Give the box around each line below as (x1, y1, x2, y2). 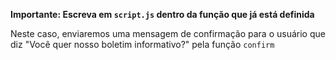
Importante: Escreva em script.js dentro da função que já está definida (10, 9, 315, 20)
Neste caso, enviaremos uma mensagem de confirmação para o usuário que (10, 28, 326, 39)
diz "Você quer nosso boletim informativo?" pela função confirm (10, 39, 275, 50)
